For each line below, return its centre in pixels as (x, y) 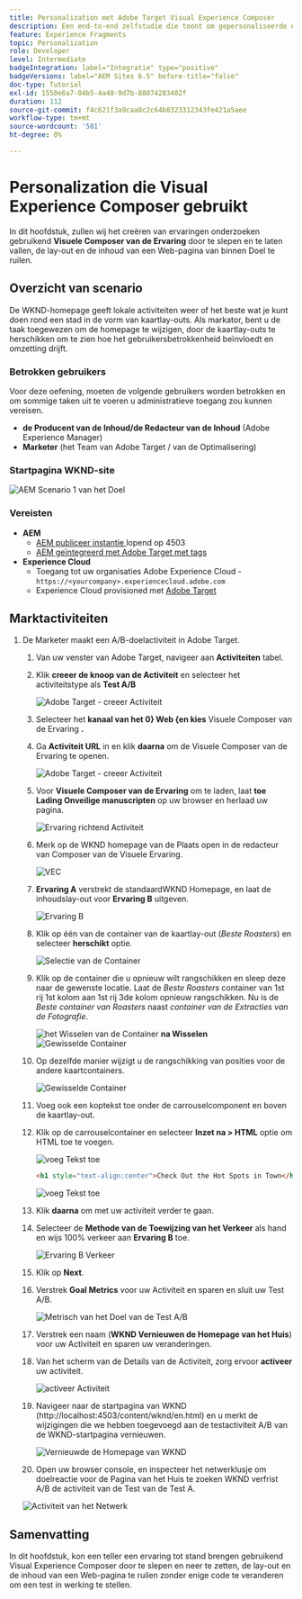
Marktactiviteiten (59, 618)
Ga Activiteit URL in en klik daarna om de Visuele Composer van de (161, 746)
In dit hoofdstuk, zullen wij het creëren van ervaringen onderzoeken (135, 231)
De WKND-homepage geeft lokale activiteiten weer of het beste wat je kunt (149, 310)
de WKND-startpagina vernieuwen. (101, 1435)
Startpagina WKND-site (62, 470)
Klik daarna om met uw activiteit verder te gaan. (124, 1211)
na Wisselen (184, 1034)
